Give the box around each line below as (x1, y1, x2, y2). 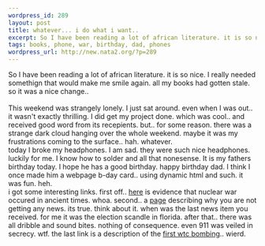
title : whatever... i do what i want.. (8, 26, 140, 34)
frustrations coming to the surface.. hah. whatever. (8, 137, 174, 146)
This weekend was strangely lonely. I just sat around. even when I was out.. (8, 103, 253, 113)
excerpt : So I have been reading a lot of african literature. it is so (8, 33, 252, 42)
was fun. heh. (8, 179, 53, 188)
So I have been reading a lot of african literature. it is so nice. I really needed (8, 70, 256, 79)
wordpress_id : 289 (8, 11, 69, 20)
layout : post (8, 19, 51, 27)
